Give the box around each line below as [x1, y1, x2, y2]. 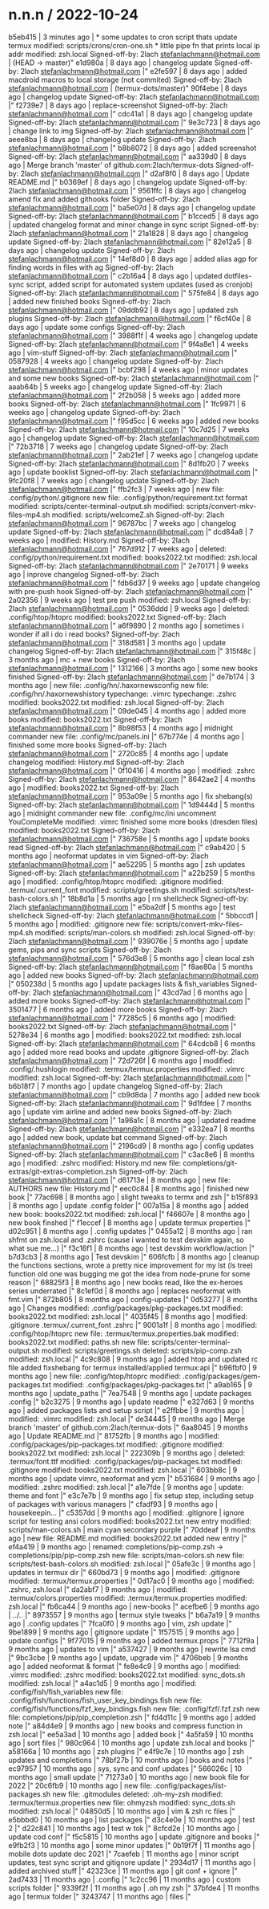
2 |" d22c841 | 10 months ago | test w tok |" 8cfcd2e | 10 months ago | [8, 1823, 240, 1833]
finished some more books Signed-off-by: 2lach [8, 740, 167, 750]
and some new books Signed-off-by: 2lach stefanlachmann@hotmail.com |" [8, 373, 259, 383]
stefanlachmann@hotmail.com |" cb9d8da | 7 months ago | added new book [8, 1089, 260, 1099]
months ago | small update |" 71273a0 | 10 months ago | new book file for [8, 1772, 250, 1781]
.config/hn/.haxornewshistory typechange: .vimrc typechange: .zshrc [8, 689, 237, 698]
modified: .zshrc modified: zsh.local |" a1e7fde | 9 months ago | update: [8, 1482, 244, 1492]
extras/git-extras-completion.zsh [8, 1166, 118, 1176]
